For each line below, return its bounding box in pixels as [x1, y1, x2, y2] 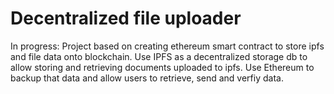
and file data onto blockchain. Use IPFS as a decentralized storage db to [10, 50, 308, 62]
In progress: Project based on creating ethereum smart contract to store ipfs [10, 40, 325, 52]
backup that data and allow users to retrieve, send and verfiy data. [10, 72, 284, 84]
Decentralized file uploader [10, 7, 242, 30]
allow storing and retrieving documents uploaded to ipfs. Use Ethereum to [10, 61, 315, 73]
